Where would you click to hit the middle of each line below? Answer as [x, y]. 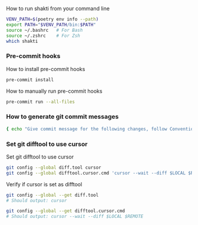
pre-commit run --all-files [41, 102]
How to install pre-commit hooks [46, 69]
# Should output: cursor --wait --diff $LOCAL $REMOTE [75, 217]
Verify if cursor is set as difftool [44, 184]
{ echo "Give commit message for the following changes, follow [87, 129]
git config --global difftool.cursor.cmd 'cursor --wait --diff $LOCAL [96, 173]
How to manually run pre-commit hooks [54, 91]
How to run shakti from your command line [58, 9]
